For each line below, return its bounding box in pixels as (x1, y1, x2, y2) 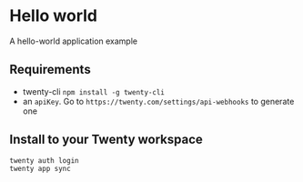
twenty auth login (9, 156, 79, 165)
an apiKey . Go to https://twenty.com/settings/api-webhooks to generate (22, 96, 295, 106)
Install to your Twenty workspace (9, 132, 203, 147)
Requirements (9, 62, 91, 77)
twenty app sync (9, 165, 71, 174)
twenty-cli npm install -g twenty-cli (22, 86, 166, 96)
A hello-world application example (9, 35, 138, 46)
